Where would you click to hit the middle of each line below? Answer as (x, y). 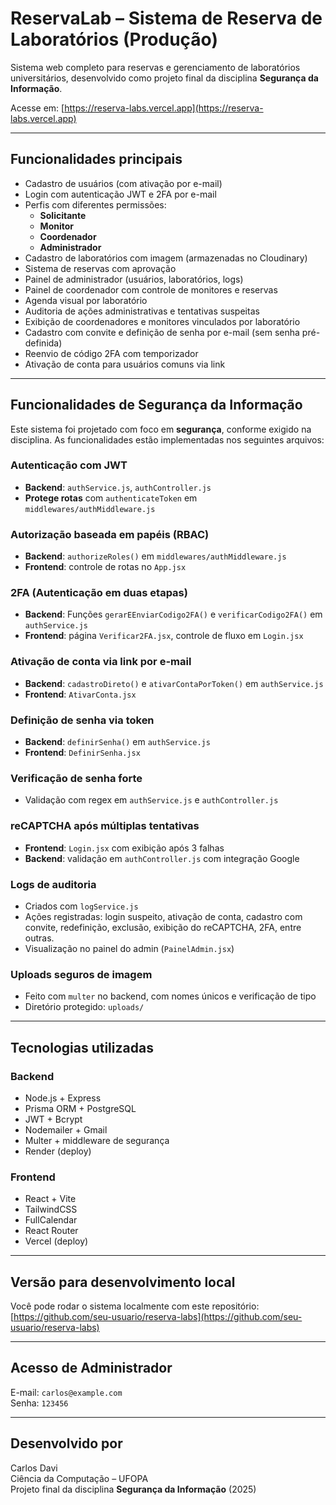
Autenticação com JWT (69, 465)
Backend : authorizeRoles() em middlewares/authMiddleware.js (155, 556)
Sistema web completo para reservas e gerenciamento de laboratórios (155, 67)
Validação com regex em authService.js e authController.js (151, 800)
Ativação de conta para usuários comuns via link (125, 364)
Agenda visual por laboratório (86, 300)
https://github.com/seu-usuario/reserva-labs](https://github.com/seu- (158, 1317)
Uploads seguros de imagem (81, 974)
